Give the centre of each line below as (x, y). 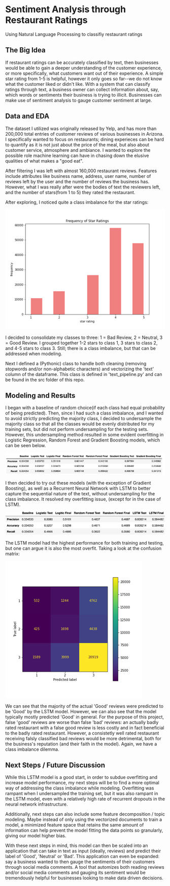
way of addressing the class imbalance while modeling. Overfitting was (80, 788)
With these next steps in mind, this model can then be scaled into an (77, 846)
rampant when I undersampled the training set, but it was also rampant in (82, 794)
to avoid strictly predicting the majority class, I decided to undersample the (83, 419)
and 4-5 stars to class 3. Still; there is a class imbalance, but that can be (80, 348)
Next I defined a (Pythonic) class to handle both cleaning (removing (76, 363)
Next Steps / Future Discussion (55, 765)
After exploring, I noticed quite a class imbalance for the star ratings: (77, 202)
